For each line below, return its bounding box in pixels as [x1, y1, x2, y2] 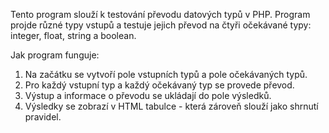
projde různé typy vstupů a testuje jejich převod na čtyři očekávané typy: [10, 19, 312, 31]
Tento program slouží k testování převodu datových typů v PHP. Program [10, 9, 311, 20]
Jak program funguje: [10, 49, 100, 61]
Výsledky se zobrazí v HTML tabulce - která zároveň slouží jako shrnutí [24, 100, 319, 112]
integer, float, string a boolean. [10, 30, 137, 41]
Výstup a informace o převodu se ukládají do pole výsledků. [24, 90, 272, 101]
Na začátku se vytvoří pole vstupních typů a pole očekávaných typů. [24, 69, 308, 80]
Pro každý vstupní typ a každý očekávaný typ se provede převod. [24, 79, 295, 91]
